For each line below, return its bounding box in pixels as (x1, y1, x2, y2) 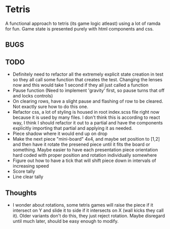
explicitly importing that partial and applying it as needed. (12, 125, 133, 132)
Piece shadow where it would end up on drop (12, 130, 108, 137)
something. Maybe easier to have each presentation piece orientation (12, 147, 158, 153)
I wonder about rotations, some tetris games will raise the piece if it (12, 202, 153, 208)
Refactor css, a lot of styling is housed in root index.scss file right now (12, 109, 160, 115)
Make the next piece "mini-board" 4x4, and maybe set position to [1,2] (12, 136, 160, 142)
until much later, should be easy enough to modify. (12, 218, 119, 224)
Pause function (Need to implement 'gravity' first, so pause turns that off (12, 87, 165, 93)
